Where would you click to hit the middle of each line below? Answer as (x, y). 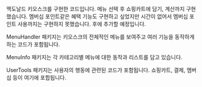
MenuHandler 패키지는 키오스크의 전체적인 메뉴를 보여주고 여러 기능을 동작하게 (100, 37)
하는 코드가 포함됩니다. (33, 44)
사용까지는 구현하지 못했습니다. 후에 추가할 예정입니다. (82, 24)
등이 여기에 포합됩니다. (40, 78)
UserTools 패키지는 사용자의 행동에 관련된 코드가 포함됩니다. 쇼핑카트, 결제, (96, 70)
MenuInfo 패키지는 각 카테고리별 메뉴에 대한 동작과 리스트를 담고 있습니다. (94, 57)
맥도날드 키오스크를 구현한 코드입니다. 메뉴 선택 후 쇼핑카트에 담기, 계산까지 (96, 9)
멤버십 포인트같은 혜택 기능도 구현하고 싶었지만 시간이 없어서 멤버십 (109, 16)
